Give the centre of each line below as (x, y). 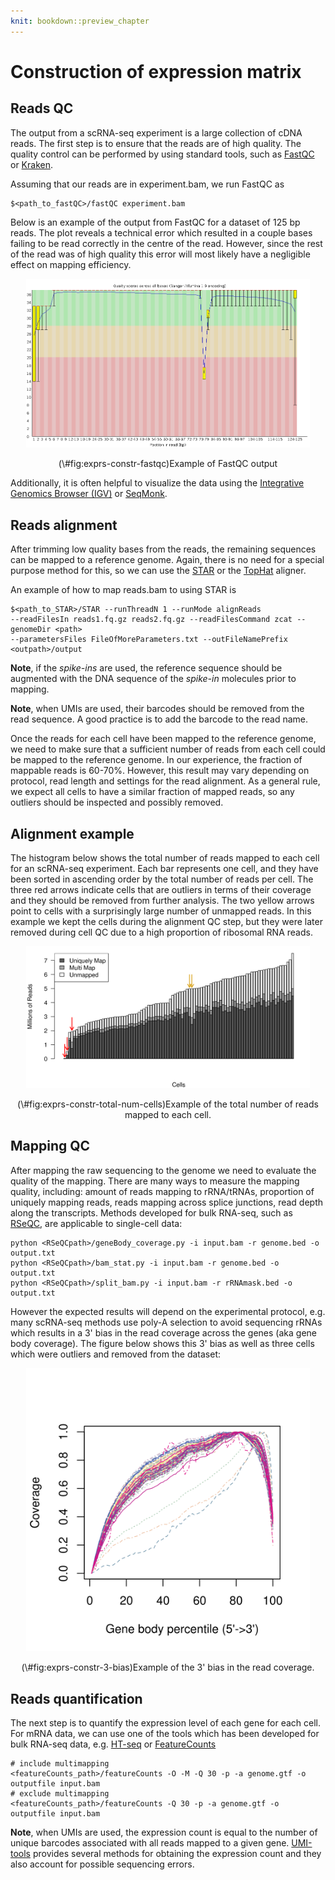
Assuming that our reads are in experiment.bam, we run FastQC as (147, 184)
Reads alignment (64, 525)
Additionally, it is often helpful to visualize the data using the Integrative (157, 483)
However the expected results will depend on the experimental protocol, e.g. (168, 1311)
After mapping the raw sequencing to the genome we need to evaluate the (163, 1170)
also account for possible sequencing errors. (102, 1864)
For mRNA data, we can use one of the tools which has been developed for (165, 1734)
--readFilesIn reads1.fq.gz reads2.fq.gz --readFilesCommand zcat (151, 620)
